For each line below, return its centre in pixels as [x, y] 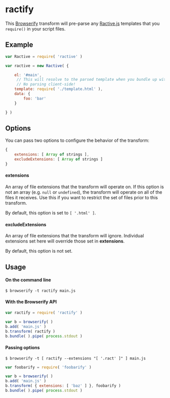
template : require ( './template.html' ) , [58, 89]
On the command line [28, 280]
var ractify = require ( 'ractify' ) [44, 313]
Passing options [23, 347]
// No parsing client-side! [46, 84]
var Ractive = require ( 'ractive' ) [44, 56]
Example [19, 45]
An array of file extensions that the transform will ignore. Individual [75, 236]
